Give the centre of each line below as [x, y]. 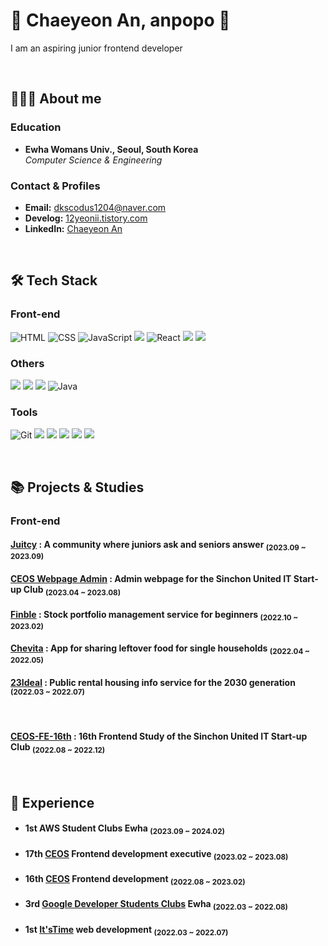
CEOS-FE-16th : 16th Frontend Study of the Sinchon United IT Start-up [159, 736]
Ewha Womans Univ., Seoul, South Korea [111, 149]
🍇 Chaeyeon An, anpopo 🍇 [120, 20]
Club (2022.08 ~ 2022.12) [58, 747]
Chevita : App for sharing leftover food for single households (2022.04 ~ [160, 649]
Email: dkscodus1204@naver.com [95, 207]
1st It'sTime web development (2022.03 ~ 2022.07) [126, 930]
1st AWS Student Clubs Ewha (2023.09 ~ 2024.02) [124, 829]
